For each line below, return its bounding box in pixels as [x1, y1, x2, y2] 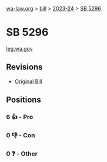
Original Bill [14, 78, 43, 85]
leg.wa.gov [6, 45, 34, 52]
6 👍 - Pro [6, 113, 34, 121]
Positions [6, 95, 41, 105]
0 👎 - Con [6, 131, 35, 139]
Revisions [6, 62, 43, 72]
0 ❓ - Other [6, 150, 38, 158]
